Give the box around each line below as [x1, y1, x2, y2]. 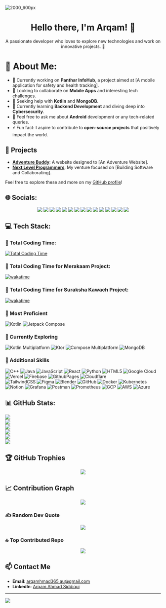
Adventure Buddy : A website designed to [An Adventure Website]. [12, 159, 149, 165]
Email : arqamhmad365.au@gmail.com [12, 578, 90, 584]
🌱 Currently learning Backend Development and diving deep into [12, 103, 145, 109]
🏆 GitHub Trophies [5, 454, 66, 462]
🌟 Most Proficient [5, 310, 48, 317]
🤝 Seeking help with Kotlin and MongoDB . [12, 98, 99, 104]
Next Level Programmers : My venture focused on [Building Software [12, 164, 153, 170]
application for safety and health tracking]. [12, 82, 99, 88]
